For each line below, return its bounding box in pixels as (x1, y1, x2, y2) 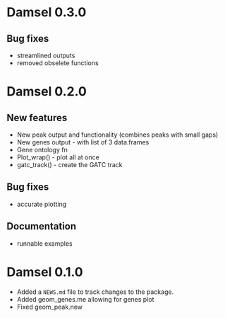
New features (6, 111, 68, 124)
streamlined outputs (16, 51, 75, 59)
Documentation (6, 220, 77, 232)
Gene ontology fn (16, 146, 68, 154)
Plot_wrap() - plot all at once (16, 153, 99, 161)
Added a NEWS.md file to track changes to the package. (16, 288, 174, 296)
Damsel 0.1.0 (6, 263, 83, 280)
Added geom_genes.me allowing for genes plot (16, 295, 154, 303)
